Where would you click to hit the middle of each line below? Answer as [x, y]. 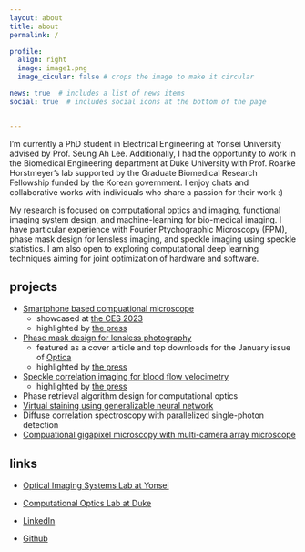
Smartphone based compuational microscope [108, 309]
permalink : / [34, 35]
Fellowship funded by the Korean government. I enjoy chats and [129, 182]
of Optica [54, 358]
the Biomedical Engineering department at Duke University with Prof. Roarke [152, 163]
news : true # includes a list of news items [97, 93]
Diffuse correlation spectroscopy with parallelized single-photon [143, 415]
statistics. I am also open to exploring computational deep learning [134, 248]
